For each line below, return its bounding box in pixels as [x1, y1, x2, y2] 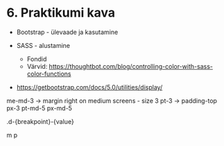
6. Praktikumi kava [6, 5, 116, 21]
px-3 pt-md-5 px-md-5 [6, 104, 72, 112]
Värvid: [26, 62, 48, 70]
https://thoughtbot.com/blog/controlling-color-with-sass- [49, 62, 213, 70]
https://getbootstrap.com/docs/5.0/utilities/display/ [16, 83, 163, 91]
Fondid [26, 54, 47, 63]
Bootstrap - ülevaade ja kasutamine [16, 28, 119, 36]
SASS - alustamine [16, 41, 71, 49]
